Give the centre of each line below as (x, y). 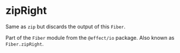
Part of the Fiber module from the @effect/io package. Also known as (90, 37)
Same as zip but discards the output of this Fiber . (65, 26)
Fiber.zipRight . (25, 44)
